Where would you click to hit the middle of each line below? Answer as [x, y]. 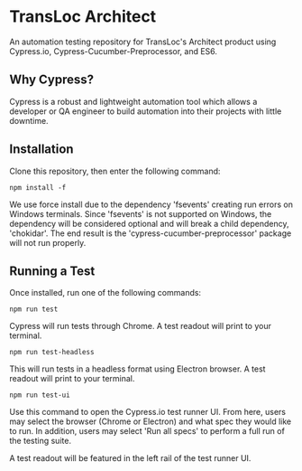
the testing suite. [41, 441]
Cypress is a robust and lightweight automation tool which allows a [133, 101]
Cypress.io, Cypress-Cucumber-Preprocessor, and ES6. [114, 51]
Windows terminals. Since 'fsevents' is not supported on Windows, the [141, 213]
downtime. [29, 120]
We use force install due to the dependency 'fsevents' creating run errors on [151, 204]
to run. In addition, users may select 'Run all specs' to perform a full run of [147, 431]
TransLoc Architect [83, 17]
